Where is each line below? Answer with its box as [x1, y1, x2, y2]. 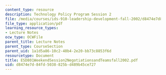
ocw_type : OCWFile [5, 35, 43, 40]
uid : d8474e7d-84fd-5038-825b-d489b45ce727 [5, 62, 96, 67]
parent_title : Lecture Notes [5, 39, 65, 44]
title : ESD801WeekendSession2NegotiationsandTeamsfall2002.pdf [5, 58, 138, 63]
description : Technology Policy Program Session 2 [5, 12, 112, 17]
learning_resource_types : [5, 26, 58, 31]
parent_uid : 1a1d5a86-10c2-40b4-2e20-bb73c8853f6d [5, 48, 112, 53]
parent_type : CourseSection [5, 44, 63, 49]
